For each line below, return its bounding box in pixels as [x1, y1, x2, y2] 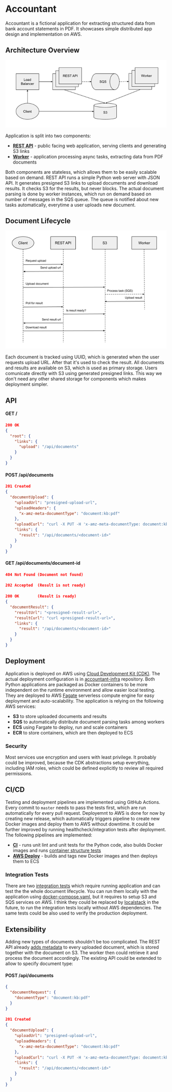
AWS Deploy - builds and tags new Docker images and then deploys [12, 852, 158, 859]
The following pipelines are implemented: [5, 832, 93, 838]
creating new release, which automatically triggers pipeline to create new [5, 815, 160, 821]
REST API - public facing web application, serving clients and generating [12, 142, 166, 149]
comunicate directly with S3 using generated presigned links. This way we [5, 370, 162, 377]
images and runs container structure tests [12, 847, 101, 853]
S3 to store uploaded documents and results [12, 713, 107, 719]
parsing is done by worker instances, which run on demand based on [5, 191, 152, 197]
